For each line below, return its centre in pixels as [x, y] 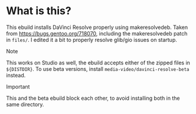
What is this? [39, 11]
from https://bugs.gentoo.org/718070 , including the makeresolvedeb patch [97, 33]
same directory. [25, 104]
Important [18, 86]
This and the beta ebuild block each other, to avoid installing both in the [93, 98]
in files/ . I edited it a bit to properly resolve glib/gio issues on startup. [92, 40]
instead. [16, 75]
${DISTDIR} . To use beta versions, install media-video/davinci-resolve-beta [98, 69]
